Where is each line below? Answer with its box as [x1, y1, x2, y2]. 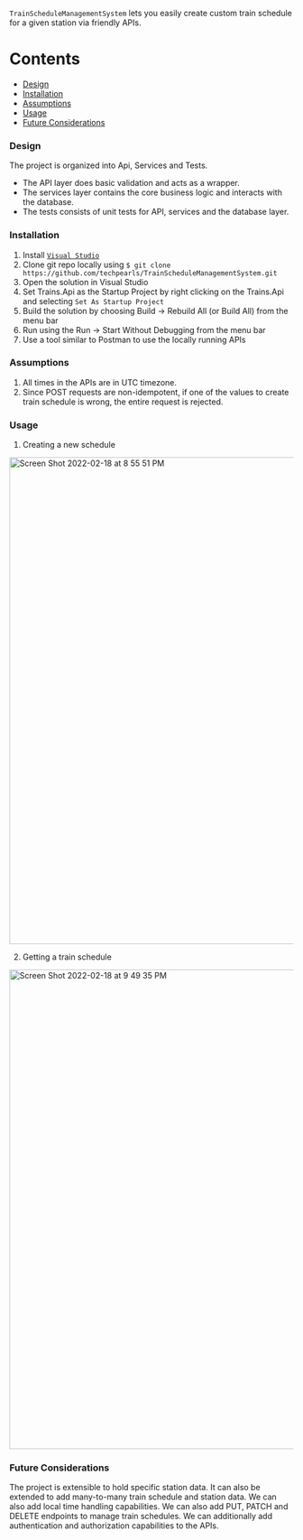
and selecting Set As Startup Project [22, 295, 164, 306]
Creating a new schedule [22, 440, 115, 450]
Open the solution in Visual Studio [22, 276, 149, 287]
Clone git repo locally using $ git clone [22, 259, 171, 270]
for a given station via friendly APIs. [9, 17, 142, 28]
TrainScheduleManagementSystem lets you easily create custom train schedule [9, 8, 293, 18]
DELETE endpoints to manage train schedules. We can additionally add [9, 1511, 273, 1522]
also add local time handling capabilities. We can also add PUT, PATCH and [9, 1501, 289, 1512]
